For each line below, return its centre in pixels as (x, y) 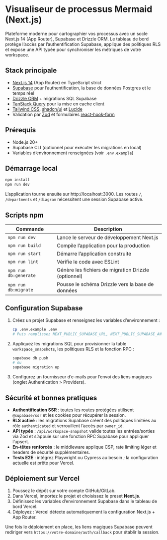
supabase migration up (36, 367)
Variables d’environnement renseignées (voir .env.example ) (73, 153)
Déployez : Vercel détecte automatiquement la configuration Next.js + (84, 512)
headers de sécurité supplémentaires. (51, 452)
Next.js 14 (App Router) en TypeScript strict (57, 82)
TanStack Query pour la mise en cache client (58, 104)
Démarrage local (31, 168)
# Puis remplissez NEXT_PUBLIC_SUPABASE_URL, (60, 334)
